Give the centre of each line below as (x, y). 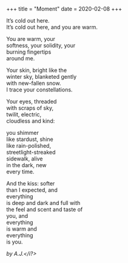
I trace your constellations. (39, 90)
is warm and (22, 229)
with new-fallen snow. (34, 83)
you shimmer (23, 133)
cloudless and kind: (31, 121)
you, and (17, 216)
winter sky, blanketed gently (42, 77)
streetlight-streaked (31, 152)
